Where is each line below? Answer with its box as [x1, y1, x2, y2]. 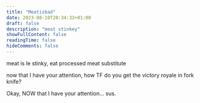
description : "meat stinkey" [6, 26, 80, 32]
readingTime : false [6, 37, 56, 43]
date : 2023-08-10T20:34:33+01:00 [6, 15, 91, 21]
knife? [6, 77, 22, 85]
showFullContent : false [6, 32, 67, 38]
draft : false [6, 20, 40, 26]
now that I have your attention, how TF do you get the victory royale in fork [6, 71, 194, 79]
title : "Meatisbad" [6, 9, 56, 15]
